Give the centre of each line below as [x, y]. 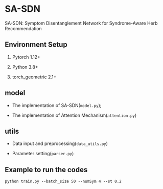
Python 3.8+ [25, 67]
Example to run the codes [46, 170]
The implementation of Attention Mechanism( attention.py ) [74, 115]
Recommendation [23, 28]
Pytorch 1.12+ [26, 57]
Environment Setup [36, 45]
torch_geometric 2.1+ [34, 77]
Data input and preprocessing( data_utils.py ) [60, 143]
